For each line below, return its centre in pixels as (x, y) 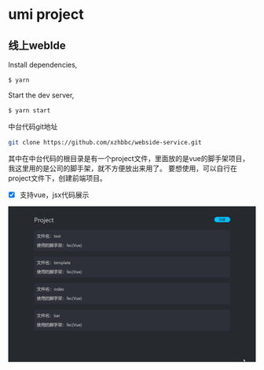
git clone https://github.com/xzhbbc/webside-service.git (105, 142)
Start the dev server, (41, 95)
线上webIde (37, 45)
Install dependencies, (43, 65)
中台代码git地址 (33, 126)
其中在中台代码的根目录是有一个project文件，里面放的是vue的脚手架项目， (129, 158)
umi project (46, 15)
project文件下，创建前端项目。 (58, 178)
